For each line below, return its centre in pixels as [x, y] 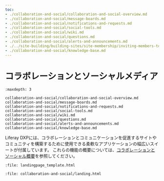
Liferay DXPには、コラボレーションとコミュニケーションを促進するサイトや [81, 138]
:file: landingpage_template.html [40, 165]
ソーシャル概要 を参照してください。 [41, 156]
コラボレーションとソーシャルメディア [82, 76]
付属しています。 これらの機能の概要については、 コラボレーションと [86, 150]
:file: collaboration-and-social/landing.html [53, 174]
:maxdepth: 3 [18, 90]
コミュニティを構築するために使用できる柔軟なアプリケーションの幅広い [78, 144]
